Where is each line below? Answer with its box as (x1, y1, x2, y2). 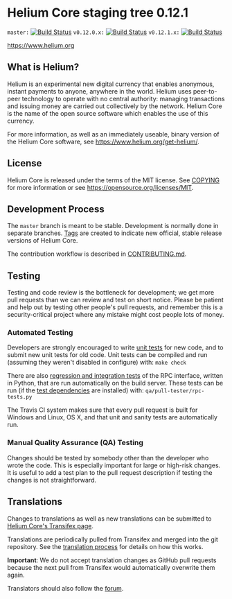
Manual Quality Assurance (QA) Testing (7, 438, 144, 448)
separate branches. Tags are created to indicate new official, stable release (7, 229, 222, 237)
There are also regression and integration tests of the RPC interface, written (7, 372, 224, 380)
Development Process (7, 203, 105, 215)
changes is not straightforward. (7, 476, 97, 484)
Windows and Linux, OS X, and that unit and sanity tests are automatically (7, 413, 218, 422)
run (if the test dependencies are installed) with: (7, 386, 144, 394)
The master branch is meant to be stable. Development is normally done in (7, 222, 219, 230)
